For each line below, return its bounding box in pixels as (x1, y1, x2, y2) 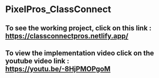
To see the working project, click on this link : (5, 24, 152, 32)
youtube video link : (5, 57, 70, 65)
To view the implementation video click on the (5, 49, 154, 57)
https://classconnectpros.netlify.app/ (5, 31, 128, 40)
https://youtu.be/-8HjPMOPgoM (5, 64, 111, 73)
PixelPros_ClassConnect (5, 4, 111, 15)
